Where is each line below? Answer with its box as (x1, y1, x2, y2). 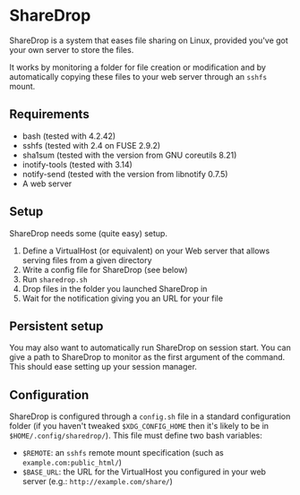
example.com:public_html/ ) (21, 457, 123, 468)
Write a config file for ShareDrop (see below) (21, 264, 188, 275)
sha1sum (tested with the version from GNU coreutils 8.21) (21, 149, 237, 160)
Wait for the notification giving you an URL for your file (21, 293, 224, 303)
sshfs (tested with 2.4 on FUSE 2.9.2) (21, 140, 161, 150)
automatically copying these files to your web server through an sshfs (9, 71, 267, 81)
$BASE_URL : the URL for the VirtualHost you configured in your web (21, 466, 267, 477)
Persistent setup (9, 319, 104, 334)
